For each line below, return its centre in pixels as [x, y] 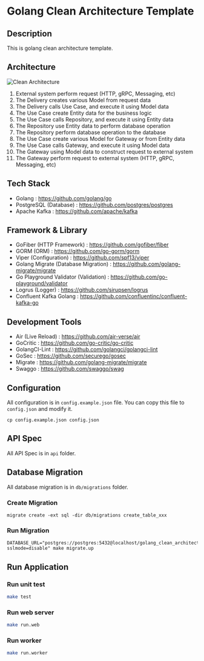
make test [19, 597]
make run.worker [27, 653]
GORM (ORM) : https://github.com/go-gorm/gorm [77, 251]
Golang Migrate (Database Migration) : [64, 264]
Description [29, 34]
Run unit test [26, 584]
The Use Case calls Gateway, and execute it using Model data [93, 145]
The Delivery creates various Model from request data [83, 100]
